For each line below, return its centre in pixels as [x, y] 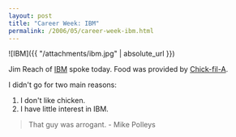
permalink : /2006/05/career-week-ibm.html [81, 31]
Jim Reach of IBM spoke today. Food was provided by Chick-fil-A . [118, 69]
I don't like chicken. [53, 101]
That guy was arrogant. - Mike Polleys [92, 125]
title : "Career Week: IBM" [54, 23]
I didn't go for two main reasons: [63, 85]
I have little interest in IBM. [64, 109]
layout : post [30, 16]
